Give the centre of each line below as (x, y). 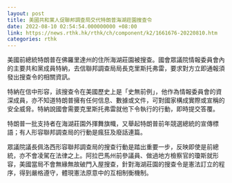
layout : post (26, 13)
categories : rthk (32, 39)
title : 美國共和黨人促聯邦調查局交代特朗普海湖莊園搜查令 (80, 20)
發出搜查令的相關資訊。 (40, 77)
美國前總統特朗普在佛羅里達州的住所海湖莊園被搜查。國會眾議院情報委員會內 (116, 60)
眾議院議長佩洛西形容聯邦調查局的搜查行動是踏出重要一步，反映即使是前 (110, 147)
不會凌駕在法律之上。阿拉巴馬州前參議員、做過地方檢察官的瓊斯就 (119, 155)
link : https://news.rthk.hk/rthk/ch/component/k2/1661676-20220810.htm (112, 33)
